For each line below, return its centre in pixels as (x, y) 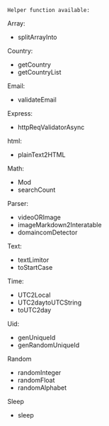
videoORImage (39, 217)
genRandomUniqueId (48, 345)
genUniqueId (36, 338)
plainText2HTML (41, 155)
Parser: (18, 203)
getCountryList (39, 72)
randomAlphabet (42, 388)
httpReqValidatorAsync (51, 127)
